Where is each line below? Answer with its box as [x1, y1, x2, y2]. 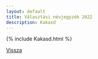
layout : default [6, 8, 45, 15]
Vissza [6, 47, 22, 54]
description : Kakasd [6, 19, 57, 25]
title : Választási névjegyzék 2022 [6, 14, 93, 20]
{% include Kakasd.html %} [6, 36, 72, 43]
